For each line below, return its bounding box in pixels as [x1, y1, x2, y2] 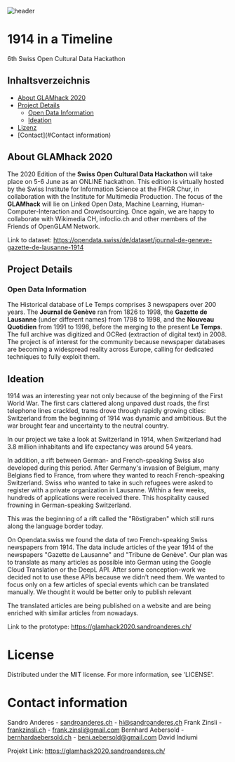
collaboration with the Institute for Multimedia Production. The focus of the [7, 192, 223, 200]
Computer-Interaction [7, 207, 70, 216]
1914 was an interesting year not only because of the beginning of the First [7, 392, 223, 400]
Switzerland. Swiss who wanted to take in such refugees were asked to [7, 478, 213, 487]
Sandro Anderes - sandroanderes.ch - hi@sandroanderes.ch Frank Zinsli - [7, 718, 222, 726]
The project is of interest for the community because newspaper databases [7, 338, 226, 346]
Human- [181, 199, 205, 208]
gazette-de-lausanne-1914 [7, 243, 84, 251]
